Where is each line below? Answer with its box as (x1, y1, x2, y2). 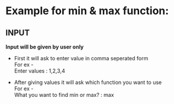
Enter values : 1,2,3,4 (14, 67, 66, 74)
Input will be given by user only (5, 43, 84, 50)
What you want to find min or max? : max (14, 92, 114, 98)
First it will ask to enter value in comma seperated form (14, 55, 149, 61)
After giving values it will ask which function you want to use (14, 79, 162, 86)
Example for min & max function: (5, 4, 169, 18)
